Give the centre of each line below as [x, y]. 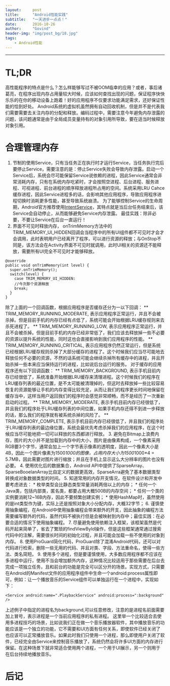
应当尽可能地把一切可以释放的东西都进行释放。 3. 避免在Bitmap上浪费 [82, 434]
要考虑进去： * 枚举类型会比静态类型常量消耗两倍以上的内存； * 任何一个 [81, 485]
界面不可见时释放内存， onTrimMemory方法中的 [62, 226]
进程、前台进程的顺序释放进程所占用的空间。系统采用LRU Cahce [97, 188]
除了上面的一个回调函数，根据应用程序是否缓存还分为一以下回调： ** [77, 307]
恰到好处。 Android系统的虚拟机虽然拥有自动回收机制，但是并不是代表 [87, 106]
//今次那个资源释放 [32, 284]
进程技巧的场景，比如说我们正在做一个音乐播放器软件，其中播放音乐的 [87, 622]
